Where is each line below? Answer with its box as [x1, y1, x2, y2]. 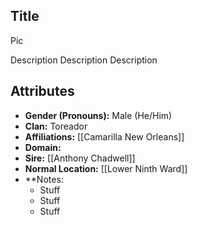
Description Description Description [10, 54, 158, 66]
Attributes [10, 83, 75, 100]
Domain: [24, 141, 62, 153]
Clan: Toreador [24, 120, 88, 132]
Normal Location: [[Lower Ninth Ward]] [24, 162, 188, 174]
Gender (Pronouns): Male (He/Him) [24, 109, 173, 121]
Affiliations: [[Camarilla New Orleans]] [24, 130, 185, 143]
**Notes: [24, 173, 64, 185]
